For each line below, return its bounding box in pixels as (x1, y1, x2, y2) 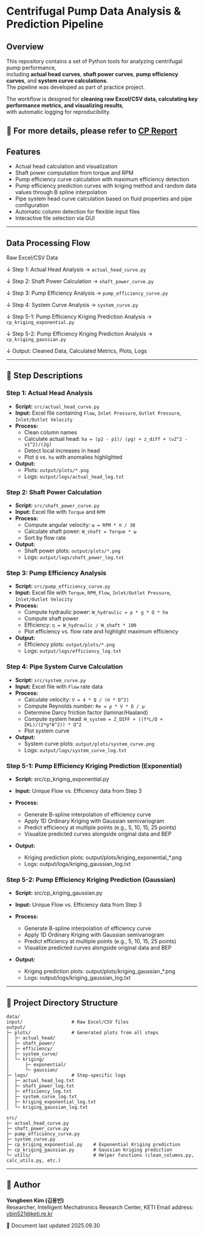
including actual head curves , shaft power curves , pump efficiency (6, 71, 178, 77)
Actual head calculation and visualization (15, 163, 118, 170)
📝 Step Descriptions (6, 370, 83, 381)
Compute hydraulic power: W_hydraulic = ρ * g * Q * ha (24, 608, 169, 616)
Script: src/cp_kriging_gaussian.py (15, 889, 103, 896)
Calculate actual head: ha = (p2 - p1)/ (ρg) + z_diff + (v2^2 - (24, 435, 188, 442)
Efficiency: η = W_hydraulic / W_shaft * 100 (24, 621, 137, 628)
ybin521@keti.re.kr (6, 1210, 53, 1217)
